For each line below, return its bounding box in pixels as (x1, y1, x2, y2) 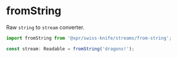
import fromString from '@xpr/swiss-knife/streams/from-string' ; (6, 35, 172, 41)
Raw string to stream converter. (6, 24, 85, 31)
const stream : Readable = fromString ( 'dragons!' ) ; (6, 46, 135, 51)
